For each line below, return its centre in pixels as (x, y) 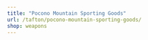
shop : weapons (27, 26)
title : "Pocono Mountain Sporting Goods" (67, 13)
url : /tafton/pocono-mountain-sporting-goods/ (74, 20)
